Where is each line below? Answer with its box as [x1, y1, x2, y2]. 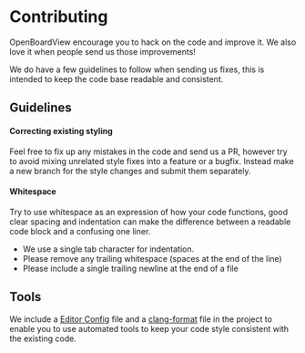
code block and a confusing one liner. [9, 225, 151, 236]
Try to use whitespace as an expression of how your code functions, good [9, 206, 289, 217]
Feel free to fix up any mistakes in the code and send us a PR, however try [9, 146, 289, 157]
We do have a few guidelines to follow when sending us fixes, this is [9, 64, 265, 75]
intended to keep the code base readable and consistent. [9, 73, 224, 84]
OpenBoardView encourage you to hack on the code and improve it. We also [9, 36, 297, 47]
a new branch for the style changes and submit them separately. [9, 165, 251, 176]
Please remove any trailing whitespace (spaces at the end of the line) [22, 253, 282, 264]
